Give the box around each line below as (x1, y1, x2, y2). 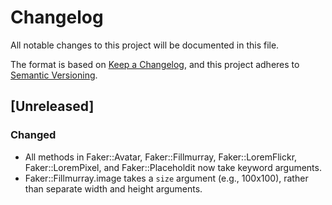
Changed (10, 128, 57, 142)
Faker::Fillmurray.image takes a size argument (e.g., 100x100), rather (24, 172, 309, 184)
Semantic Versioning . (10, 69, 98, 81)
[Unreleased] (10, 98, 95, 115)
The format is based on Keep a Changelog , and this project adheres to (10, 58, 300, 70)
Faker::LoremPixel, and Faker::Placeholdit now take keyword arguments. (24, 161, 322, 173)
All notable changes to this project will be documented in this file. (10, 39, 280, 51)
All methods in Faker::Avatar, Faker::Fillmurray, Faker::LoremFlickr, (24, 151, 298, 163)
